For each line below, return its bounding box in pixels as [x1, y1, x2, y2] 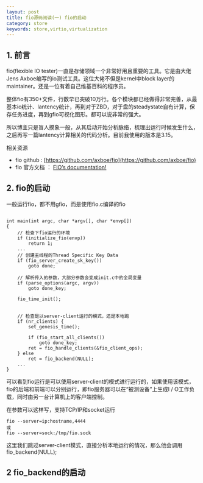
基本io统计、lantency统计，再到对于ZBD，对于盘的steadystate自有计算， [6, 103, 190, 110]
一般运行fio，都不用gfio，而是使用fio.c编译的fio [6, 200, 126, 208]
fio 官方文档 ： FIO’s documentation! [15, 164, 107, 171]
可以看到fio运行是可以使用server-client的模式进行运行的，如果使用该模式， [6, 378, 194, 385]
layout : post [6, 9, 40, 15]
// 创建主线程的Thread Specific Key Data [17, 252, 119, 258]
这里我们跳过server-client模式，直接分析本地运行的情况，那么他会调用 [6, 441, 183, 448]
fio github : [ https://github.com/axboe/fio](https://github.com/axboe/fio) [15, 157, 196, 164]
